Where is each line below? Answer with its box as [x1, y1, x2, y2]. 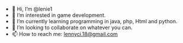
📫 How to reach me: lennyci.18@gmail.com [11, 31, 118, 37]
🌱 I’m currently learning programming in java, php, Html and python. [11, 18, 178, 24]
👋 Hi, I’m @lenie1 [11, 6, 53, 12]
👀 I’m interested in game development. [11, 12, 106, 19]
